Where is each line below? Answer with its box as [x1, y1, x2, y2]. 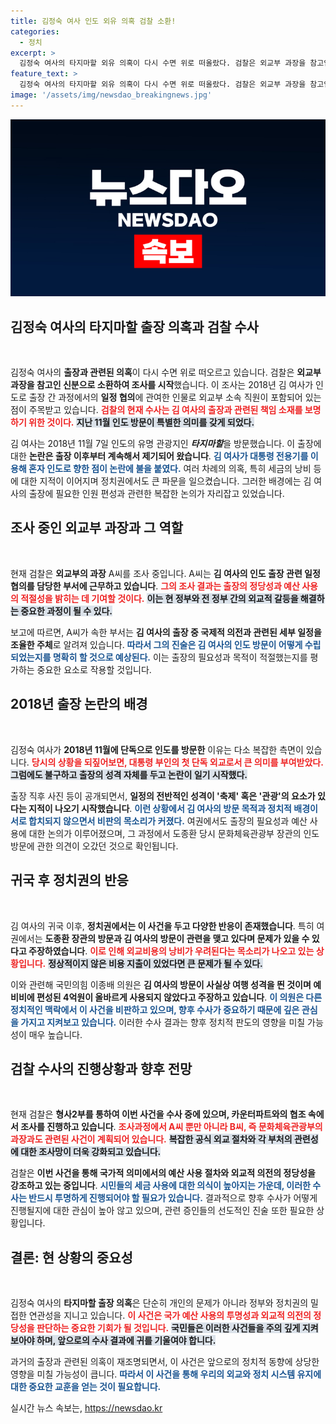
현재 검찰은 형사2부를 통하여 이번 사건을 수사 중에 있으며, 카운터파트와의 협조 [10, 1108, 307, 1120]
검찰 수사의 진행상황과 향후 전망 [10, 1060, 193, 1077]
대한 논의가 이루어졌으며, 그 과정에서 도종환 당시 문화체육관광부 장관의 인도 [28, 827, 320, 839]
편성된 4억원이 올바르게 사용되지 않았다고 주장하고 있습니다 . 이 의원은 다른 [36, 991, 323, 1003]
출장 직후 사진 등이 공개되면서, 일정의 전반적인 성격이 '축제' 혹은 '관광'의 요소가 [10, 790, 316, 802]
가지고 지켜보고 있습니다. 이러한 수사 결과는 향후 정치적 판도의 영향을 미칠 [20, 1016, 306, 1028]
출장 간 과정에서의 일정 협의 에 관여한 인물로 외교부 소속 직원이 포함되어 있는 [28, 391, 322, 404]
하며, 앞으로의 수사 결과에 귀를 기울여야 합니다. [36, 1335, 217, 1347]
